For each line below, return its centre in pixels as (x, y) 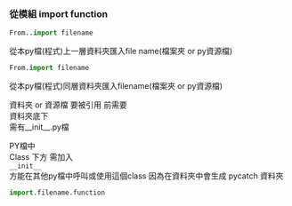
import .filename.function (57, 193)
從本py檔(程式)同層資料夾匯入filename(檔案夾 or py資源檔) (116, 86)
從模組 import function (59, 13)
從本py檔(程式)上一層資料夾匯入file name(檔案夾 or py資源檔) (121, 51)
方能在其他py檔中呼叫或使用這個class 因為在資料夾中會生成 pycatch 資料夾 (146, 176)
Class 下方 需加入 (41, 157)
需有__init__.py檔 (39, 127)
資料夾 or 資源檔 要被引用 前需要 (68, 105)
